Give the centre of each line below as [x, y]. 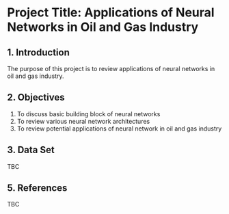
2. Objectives [36, 97]
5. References [37, 188]
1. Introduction [38, 52]
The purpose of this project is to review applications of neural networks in [111, 69]
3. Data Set [31, 150]
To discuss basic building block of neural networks [89, 113]
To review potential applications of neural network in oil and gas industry [119, 129]
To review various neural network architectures [83, 121]
